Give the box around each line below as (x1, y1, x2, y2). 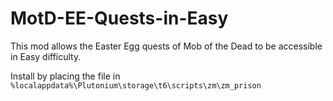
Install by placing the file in (10, 70, 121, 82)
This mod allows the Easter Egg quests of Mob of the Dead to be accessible (10, 40, 323, 52)
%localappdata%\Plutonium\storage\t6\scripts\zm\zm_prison (10, 80, 262, 91)
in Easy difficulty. (10, 50, 82, 62)
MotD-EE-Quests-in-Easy (10, 7, 229, 30)
